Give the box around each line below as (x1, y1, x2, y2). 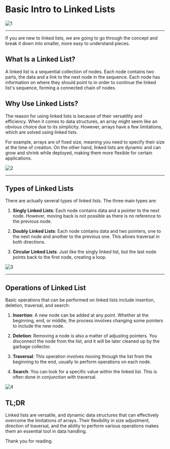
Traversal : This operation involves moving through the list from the (12, 354, 152, 360)
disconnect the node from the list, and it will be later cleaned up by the (12, 338, 160, 344)
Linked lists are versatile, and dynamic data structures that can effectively (5, 412, 159, 418)
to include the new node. (12, 323, 65, 329)
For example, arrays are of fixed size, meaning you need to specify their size (5, 139, 165, 145)
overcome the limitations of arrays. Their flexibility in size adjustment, (5, 418, 150, 423)
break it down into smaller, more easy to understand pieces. (5, 40, 130, 46)
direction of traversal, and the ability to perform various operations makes (5, 423, 159, 429)
